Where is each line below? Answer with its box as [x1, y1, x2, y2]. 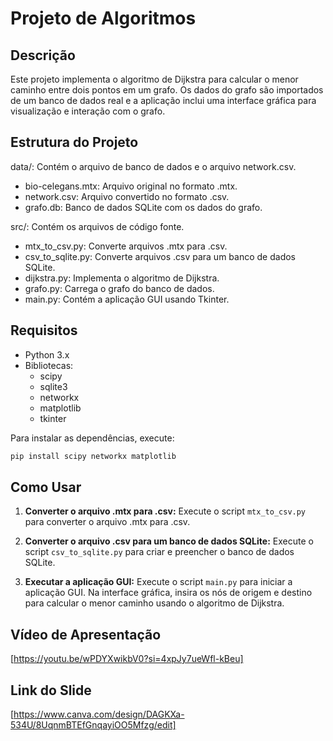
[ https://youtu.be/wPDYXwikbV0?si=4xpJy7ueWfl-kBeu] [10, 653, 244, 665]
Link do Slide [10, 682, 92, 699]
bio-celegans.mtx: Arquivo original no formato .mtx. [24, 180, 238, 192]
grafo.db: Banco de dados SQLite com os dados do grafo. [24, 201, 263, 213]
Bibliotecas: [24, 359, 74, 371]
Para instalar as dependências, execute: [10, 432, 175, 444]
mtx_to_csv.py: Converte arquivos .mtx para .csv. [24, 240, 228, 252]
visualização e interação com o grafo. [10, 105, 166, 117]
